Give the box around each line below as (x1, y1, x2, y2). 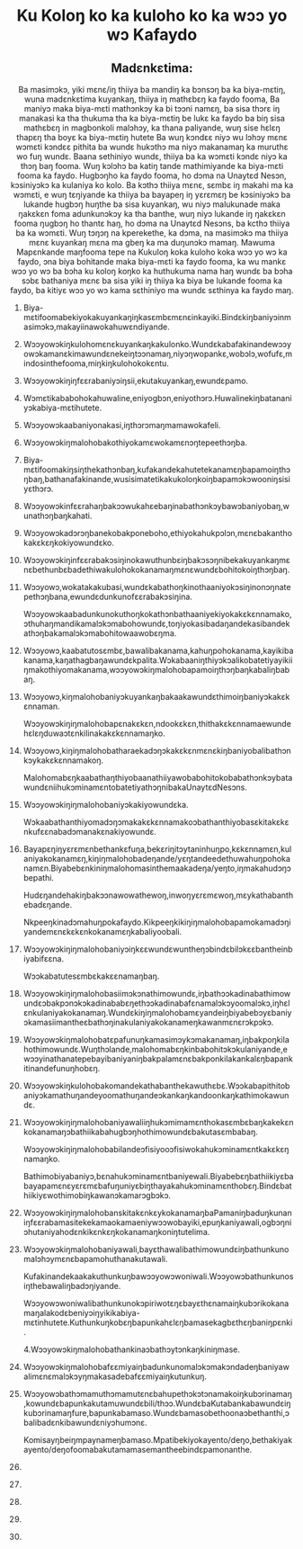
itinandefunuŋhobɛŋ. (22, 1063, 101, 1073)
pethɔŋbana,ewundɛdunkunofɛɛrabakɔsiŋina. (22, 591, 192, 602)
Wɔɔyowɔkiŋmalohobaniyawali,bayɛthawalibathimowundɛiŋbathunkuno (22, 1244, 290, 1255)
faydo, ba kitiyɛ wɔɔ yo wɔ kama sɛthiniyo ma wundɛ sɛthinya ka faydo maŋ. (10, 285, 294, 295)
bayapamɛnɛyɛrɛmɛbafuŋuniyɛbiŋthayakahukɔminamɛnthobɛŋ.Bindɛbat (22, 1180, 292, 1191)
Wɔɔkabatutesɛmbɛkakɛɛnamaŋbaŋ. (22, 971, 160, 981)
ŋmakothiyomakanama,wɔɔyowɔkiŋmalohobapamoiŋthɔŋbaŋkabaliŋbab (22, 665, 290, 675)
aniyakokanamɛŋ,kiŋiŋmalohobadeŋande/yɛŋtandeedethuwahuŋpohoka (22, 854, 291, 864)
